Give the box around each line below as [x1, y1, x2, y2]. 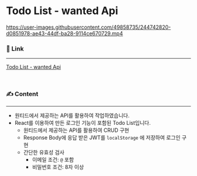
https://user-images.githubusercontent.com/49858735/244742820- [6, 24, 171, 31]
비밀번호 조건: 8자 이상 [32, 163, 84, 170]
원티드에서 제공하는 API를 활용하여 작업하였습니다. [14, 112, 130, 119]
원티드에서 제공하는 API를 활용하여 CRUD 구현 [23, 127, 130, 134]
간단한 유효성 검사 [23, 148, 64, 155]
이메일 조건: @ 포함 [32, 156, 74, 163]
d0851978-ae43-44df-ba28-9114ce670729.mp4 [6, 29, 123, 36]
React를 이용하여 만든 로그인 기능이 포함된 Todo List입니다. [14, 119, 151, 126]
